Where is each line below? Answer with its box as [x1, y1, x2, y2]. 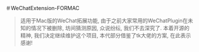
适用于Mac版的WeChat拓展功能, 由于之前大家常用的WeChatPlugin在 [20, 17, 188, 24]
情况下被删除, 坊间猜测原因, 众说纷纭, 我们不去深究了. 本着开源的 [30, 25, 189, 31]
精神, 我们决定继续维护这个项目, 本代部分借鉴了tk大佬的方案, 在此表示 [20, 32, 191, 39]
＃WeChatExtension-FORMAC [5, 5, 80, 11]
